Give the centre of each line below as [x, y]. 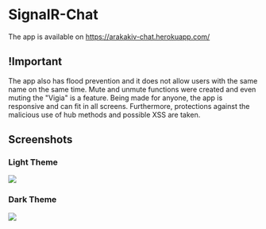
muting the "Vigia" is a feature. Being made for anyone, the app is [116, 98]
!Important [35, 62]
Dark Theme [33, 200]
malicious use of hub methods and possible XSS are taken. [104, 114]
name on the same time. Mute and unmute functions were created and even [132, 89]
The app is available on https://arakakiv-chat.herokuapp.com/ [109, 37]
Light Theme [33, 162]
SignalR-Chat [54, 15]
